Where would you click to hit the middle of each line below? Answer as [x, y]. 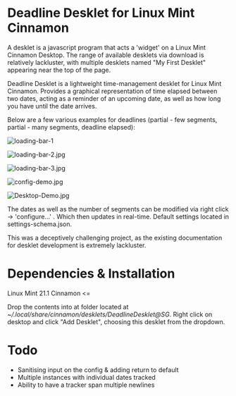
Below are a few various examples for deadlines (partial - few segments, [112, 119]
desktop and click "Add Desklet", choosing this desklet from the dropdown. [116, 321]
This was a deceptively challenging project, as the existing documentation [115, 237]
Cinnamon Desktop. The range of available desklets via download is [106, 55]
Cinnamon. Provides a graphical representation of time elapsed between [112, 91]
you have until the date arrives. [52, 106]
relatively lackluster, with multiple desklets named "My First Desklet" [107, 62]
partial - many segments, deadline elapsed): [71, 127]
